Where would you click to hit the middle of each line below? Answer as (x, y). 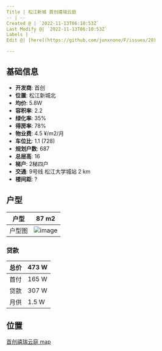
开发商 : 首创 (30, 87)
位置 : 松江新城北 (35, 95)
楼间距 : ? (26, 179)
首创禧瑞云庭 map (29, 341)
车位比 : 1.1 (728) (35, 141)
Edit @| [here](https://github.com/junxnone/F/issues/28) (81, 40)
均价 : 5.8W (29, 103)
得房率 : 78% (30, 126)
